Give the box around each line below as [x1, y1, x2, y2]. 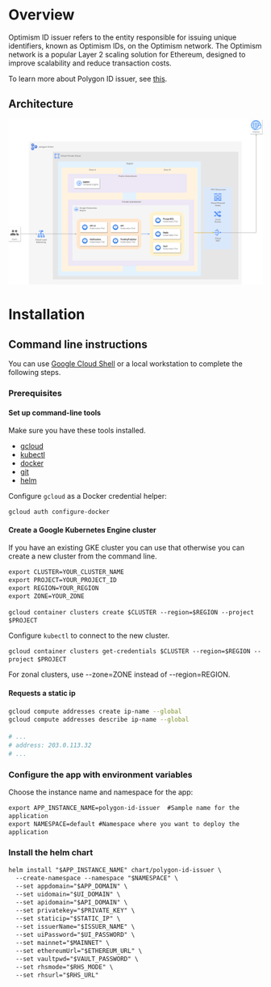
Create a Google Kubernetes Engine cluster [8, 525, 157, 534]
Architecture [8, 97, 74, 111]
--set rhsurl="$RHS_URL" [15, 972, 99, 980]
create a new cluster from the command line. [8, 551, 157, 561]
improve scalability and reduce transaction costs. [8, 58, 172, 68]
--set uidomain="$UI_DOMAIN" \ [15, 891, 121, 899]
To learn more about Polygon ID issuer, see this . [8, 74, 168, 83]
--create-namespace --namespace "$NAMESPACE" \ [15, 875, 179, 883]
